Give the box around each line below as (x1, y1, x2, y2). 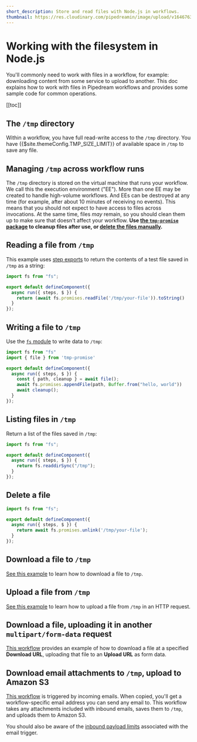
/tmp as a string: (6, 262, 45, 269)
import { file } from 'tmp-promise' (6, 354, 96, 361)
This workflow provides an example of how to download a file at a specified (6, 645, 189, 652)
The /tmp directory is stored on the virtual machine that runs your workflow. (6, 179, 189, 187)
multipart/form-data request (6, 629, 112, 639)
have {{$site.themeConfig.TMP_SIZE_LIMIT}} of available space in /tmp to (6, 141, 184, 148)
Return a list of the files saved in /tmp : (6, 430, 97, 437)
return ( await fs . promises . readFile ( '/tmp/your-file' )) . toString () (16, 295, 185, 301)
